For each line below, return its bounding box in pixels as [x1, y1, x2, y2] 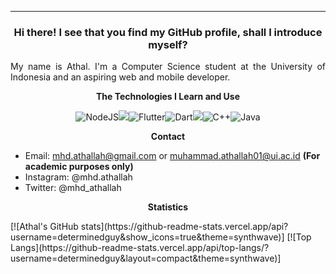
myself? [148, 37, 188, 51]
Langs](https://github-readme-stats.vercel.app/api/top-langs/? [10, 242, 270, 254]
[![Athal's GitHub [10, 221, 79, 233]
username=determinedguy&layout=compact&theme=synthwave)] [10, 252, 282, 265]
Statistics [147, 201, 189, 213]
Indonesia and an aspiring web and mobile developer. [10, 71, 231, 83]
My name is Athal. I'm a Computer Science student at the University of [10, 61, 326, 73]
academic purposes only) [24, 161, 134, 173]
